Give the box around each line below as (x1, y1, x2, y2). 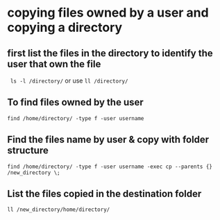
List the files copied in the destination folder (7, 188, 202, 200)
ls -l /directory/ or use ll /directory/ (10, 76, 128, 85)
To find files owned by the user (7, 96, 144, 108)
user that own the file (7, 58, 101, 70)
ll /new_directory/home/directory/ (7, 206, 110, 213)
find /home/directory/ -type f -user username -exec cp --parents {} (7, 163, 213, 170)
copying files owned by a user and (7, 5, 210, 21)
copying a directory (7, 19, 123, 35)
